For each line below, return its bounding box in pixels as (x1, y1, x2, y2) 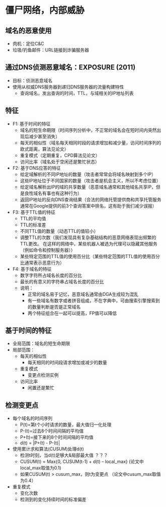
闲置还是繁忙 (27, 385, 54, 391)
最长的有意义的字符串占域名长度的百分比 (20, 278, 104, 284)
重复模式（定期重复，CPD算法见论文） (20, 152, 100, 158)
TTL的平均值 (20, 215, 46, 221)
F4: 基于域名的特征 (12, 266, 52, 272)
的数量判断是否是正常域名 (27, 303, 81, 310)
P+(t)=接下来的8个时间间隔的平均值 (20, 434, 94, 440)
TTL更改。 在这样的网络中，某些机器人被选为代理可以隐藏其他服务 (20, 240, 157, 246)
